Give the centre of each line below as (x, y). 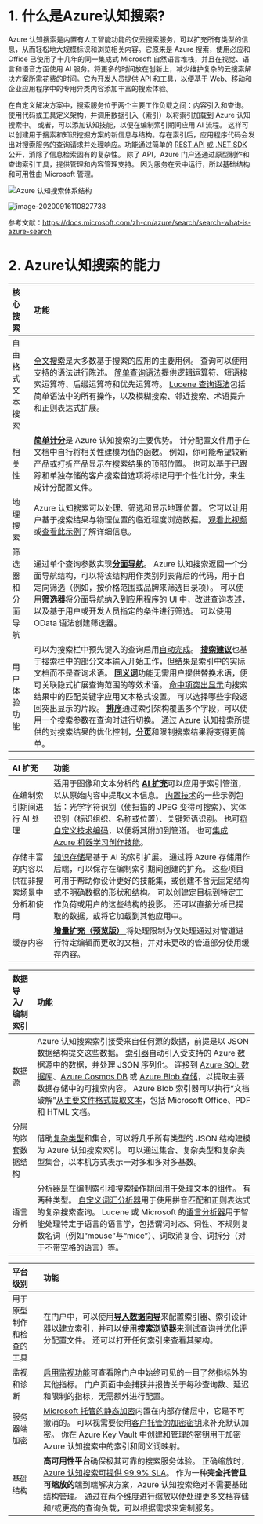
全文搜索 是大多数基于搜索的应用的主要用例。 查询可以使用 (141, 361)
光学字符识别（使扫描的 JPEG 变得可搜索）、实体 (158, 807)
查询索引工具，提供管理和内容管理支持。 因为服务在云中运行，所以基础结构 (129, 164)
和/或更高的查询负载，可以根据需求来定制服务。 (131, 1508)
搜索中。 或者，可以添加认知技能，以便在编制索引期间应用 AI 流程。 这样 (125, 125)
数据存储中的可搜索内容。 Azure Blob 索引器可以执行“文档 (143, 1088)
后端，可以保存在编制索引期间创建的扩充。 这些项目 (149, 869)
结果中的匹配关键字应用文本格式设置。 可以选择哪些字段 (137, 696)
